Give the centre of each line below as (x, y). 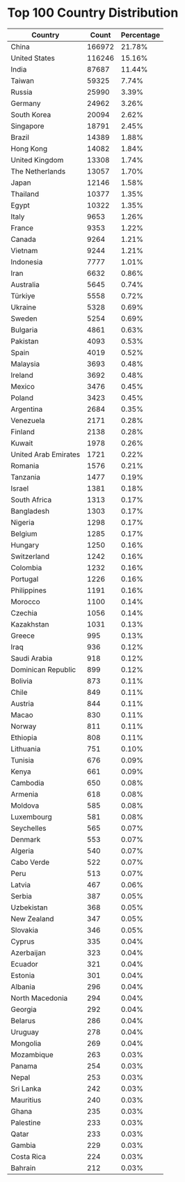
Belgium (24, 533)
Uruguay (25, 1031)
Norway (24, 726)
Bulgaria (24, 330)
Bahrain (23, 1167)
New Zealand (32, 919)
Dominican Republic (43, 669)
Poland (22, 397)
